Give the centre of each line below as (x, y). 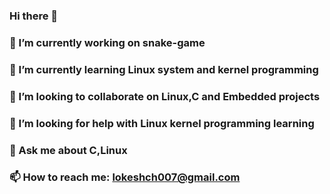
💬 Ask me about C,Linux (68, 150)
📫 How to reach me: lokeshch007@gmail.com (125, 177)
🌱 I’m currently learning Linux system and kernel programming (164, 69)
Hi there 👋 (34, 16)
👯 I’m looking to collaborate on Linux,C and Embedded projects (165, 96)
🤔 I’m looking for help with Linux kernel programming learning (162, 123)
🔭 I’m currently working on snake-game (107, 42)
